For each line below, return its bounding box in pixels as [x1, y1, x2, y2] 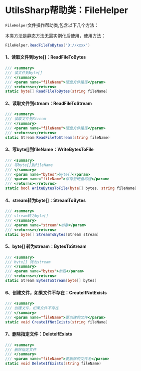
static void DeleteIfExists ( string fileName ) [5, 361, 101, 366]
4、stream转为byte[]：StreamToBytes [5, 197, 86, 203]
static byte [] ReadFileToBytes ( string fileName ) [5, 89, 108, 94]
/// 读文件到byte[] [5, 70, 43, 75]
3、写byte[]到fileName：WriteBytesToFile [5, 146, 94, 153]
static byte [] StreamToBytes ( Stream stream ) [5, 232, 99, 237]
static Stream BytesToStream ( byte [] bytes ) [5, 278, 97, 283]
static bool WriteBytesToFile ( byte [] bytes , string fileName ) [5, 186, 137, 191]
